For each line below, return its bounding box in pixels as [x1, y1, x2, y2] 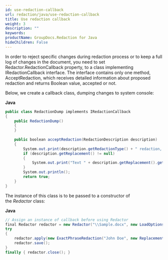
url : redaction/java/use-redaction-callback [5, 12, 99, 17]
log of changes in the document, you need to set [5, 58, 105, 65]
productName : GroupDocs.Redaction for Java [5, 35, 97, 40]
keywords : [5, 30, 26, 35]
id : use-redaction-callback [5, 7, 64, 12]
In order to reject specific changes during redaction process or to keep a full [5, 53, 162, 59]
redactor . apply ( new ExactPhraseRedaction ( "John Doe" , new [14, 236, 137, 241]
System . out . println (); [23, 169, 70, 175]
